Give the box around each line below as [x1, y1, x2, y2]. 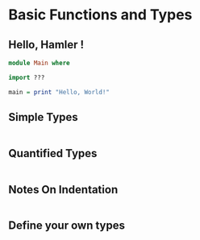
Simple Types [8, 110, 78, 124]
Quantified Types [8, 147, 98, 160]
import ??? [8, 73, 45, 81]
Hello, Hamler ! [8, 38, 85, 52]
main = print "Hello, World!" [8, 88, 110, 96]
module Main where [8, 59, 70, 67]
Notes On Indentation [8, 183, 119, 197]
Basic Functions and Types [8, 6, 193, 24]
